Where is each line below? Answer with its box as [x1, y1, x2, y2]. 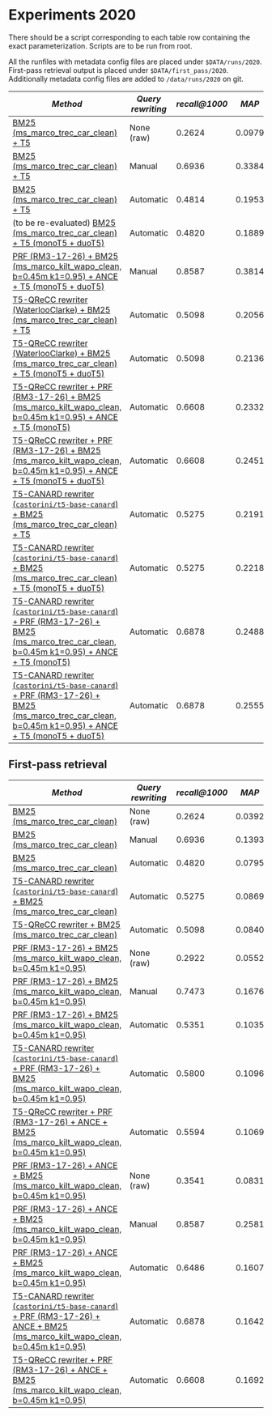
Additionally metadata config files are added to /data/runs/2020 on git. [8, 74, 244, 83]
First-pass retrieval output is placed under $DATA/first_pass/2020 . [8, 65, 229, 74]
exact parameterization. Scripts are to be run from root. [8, 40, 193, 50]
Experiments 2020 [8, 6, 136, 24]
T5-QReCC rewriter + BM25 [12, 919, 121, 930]
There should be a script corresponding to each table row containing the [8, 32, 251, 42]
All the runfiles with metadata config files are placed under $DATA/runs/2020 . [8, 57, 262, 66]
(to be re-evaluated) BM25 [12, 217, 116, 228]
